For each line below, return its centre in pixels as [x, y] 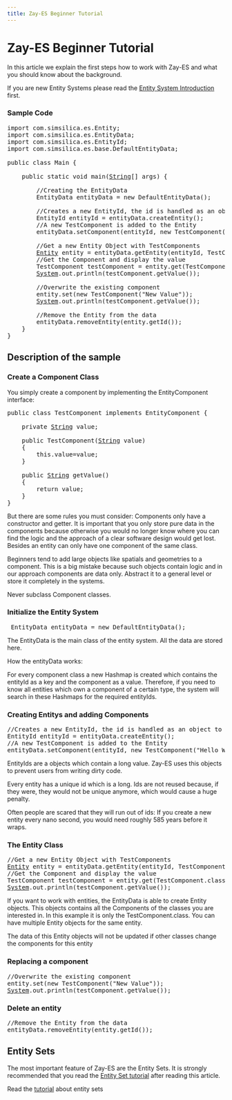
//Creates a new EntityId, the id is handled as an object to [115, 729]
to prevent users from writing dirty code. [65, 771]
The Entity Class [35, 845]
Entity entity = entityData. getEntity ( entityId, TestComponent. [118, 867]
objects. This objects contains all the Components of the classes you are [110, 908]
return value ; [60, 489]
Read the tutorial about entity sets [55, 1089]
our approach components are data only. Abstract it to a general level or [109, 574]
